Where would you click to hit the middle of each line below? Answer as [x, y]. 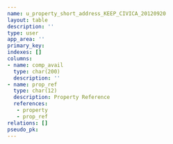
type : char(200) [37, 71]
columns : [20, 59]
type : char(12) [35, 91]
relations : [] [28, 123]
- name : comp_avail [35, 65]
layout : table [28, 20]
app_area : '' [26, 39]
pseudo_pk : [23, 129]
